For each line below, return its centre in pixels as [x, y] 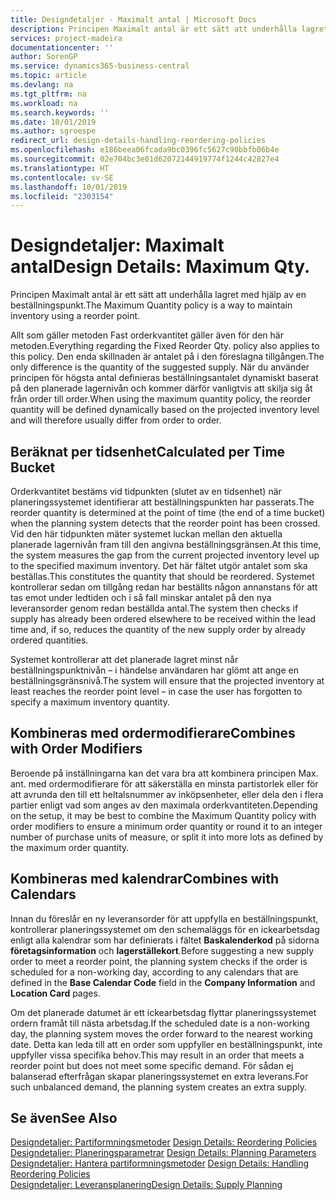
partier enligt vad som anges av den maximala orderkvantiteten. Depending [164, 805]
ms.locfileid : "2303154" [62, 196]
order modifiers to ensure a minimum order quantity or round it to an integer [166, 826]
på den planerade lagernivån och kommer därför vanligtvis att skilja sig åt [161, 388]
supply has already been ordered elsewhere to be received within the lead [163, 619]
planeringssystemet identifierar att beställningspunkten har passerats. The [162, 502]
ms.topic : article [48, 76]
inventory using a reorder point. [75, 316]
